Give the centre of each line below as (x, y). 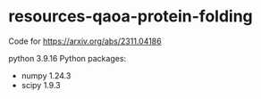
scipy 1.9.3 (41, 85)
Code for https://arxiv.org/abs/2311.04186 (85, 41)
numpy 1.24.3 (46, 75)
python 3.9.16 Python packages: (67, 58)
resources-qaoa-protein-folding (131, 16)
